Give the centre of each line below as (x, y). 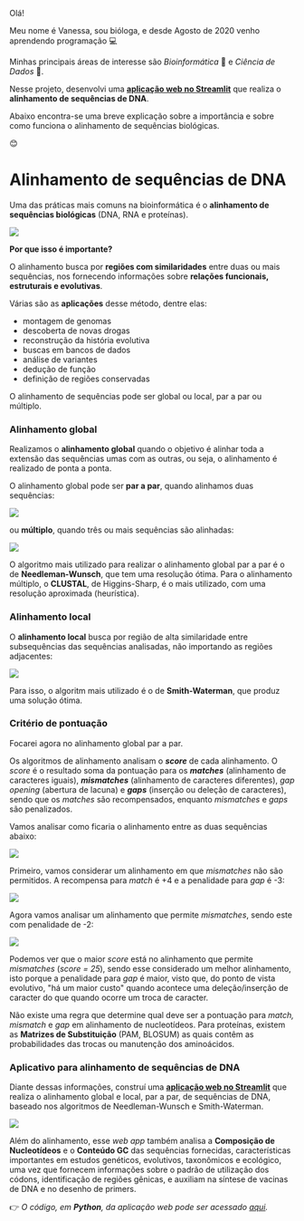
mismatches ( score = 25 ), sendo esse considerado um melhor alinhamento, (150, 968)
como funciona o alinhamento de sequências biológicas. (114, 125)
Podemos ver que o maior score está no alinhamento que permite (131, 958)
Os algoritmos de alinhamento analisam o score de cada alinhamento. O (143, 761)
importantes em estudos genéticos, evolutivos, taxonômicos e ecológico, (146, 1160)
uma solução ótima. (46, 700)
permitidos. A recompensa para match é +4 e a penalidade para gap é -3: (147, 880)
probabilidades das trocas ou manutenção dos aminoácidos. (122, 1043)
